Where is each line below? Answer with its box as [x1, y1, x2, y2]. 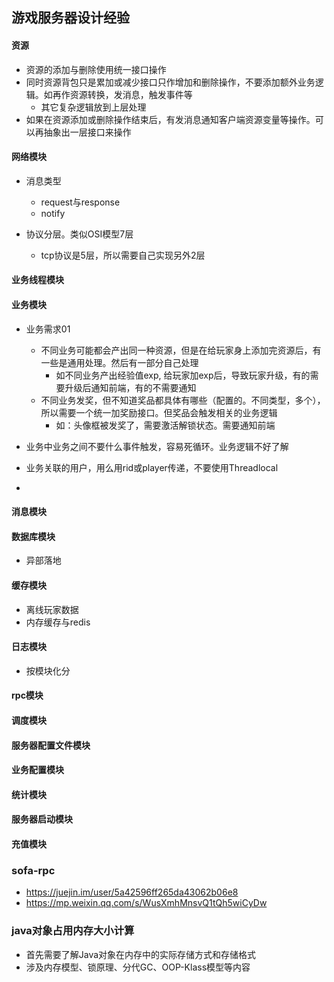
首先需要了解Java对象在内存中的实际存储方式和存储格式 [25, 948, 257, 960]
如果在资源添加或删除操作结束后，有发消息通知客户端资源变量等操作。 [25, 113, 316, 125]
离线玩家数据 [25, 603, 79, 615]
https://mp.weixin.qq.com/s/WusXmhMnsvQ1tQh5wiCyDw [25, 897, 268, 909]
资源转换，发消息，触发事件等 [69, 88, 193, 100]
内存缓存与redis [25, 616, 91, 628]
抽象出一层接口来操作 [43, 126, 132, 138]
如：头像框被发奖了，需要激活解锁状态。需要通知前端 [55, 419, 276, 431]
